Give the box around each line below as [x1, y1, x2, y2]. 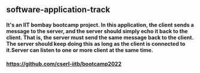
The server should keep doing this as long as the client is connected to [6, 40, 186, 47]
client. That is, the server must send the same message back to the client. [6, 34, 194, 41]
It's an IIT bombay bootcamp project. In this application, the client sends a [6, 21, 195, 28]
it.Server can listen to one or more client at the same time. [6, 46, 154, 53]
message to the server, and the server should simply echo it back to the [6, 27, 188, 34]
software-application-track [6, 5, 111, 15]
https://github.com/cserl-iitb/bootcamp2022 [6, 60, 122, 67]
